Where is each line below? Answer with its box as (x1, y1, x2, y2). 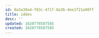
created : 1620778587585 (5, 26, 54, 31)
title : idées (5, 12, 32, 17)
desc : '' (5, 16, 23, 21)
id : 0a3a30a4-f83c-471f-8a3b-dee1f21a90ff (5, 7, 94, 12)
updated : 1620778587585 (5, 21, 54, 26)
